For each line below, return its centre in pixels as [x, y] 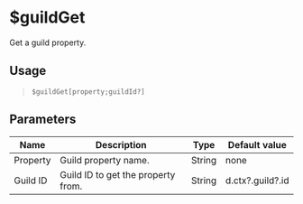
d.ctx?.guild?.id [257, 181]
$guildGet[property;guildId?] [88, 92]
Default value [257, 144]
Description [121, 144]
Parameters [43, 120]
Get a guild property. [48, 42]
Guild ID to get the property [118, 174]
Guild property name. [105, 160]
